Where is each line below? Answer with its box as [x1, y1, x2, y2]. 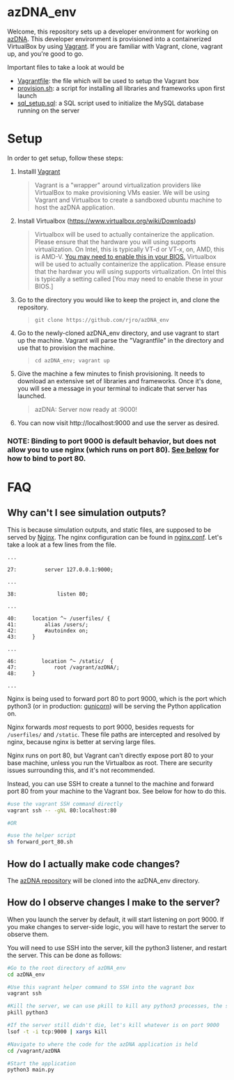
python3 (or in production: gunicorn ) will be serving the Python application [7, 702, 221, 710]
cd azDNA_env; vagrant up [34, 357, 110, 364]
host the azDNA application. [34, 203, 116, 212]
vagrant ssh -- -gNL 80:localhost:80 [7, 807, 117, 814]
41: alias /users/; [7, 621, 89, 628]
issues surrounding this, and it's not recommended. [7, 766, 155, 774]
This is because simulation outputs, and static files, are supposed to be [7, 525, 212, 534]
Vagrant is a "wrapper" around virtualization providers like [34, 181, 201, 189]
